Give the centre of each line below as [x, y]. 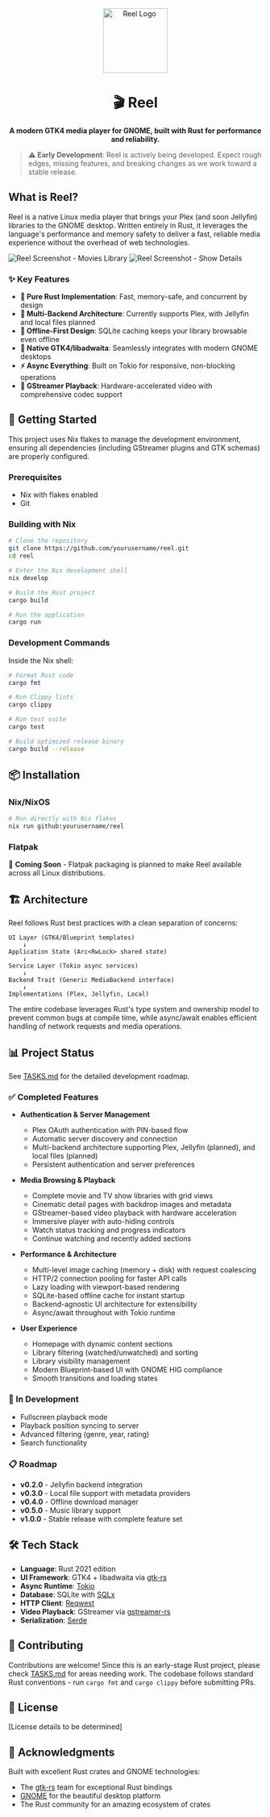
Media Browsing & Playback [68, 1180]
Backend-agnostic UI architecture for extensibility [114, 1304]
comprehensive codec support [71, 395]
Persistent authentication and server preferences [113, 1164]
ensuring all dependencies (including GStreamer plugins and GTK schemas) [134, 448]
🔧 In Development [44, 1399]
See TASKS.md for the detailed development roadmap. [99, 1076]
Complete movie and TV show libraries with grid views [123, 1196]
